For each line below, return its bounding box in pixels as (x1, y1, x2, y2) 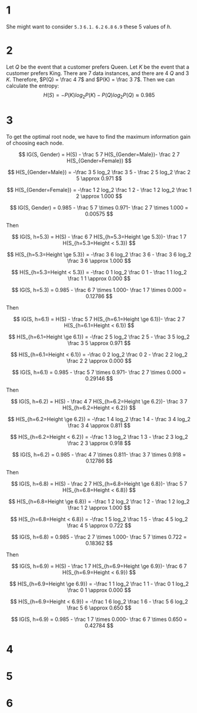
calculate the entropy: (6, 82, 60, 89)
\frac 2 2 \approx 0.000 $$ (67, 357, 132, 364)
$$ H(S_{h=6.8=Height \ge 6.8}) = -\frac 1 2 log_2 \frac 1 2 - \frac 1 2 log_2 (8, 497, 190, 505)
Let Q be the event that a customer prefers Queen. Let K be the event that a (6, 63, 190, 70)
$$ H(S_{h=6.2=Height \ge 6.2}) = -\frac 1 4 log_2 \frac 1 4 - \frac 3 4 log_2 (8, 415, 191, 422)
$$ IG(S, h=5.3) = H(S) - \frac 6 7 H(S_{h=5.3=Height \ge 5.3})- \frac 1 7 (11, 233, 187, 240)
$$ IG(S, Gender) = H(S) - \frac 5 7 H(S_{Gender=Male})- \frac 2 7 (18, 151, 180, 158)
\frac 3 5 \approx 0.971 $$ (67, 339, 131, 346)
